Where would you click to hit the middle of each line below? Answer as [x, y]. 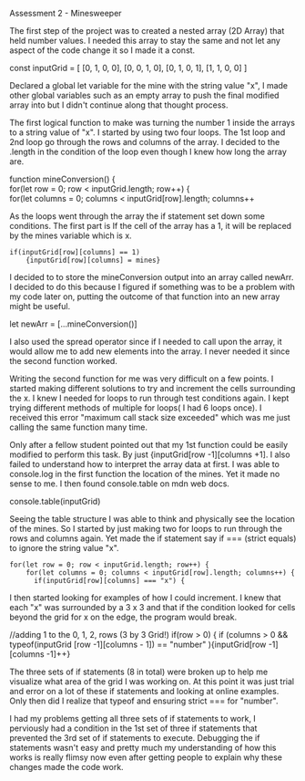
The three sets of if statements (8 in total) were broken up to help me [139, 672]
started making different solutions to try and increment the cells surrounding [152, 388]
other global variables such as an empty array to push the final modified [144, 95]
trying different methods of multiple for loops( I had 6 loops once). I [136, 408]
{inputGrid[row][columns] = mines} [93, 260]
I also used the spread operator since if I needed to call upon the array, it [146, 342]
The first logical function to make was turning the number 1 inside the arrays [152, 123]
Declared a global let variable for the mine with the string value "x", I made [149, 85]
